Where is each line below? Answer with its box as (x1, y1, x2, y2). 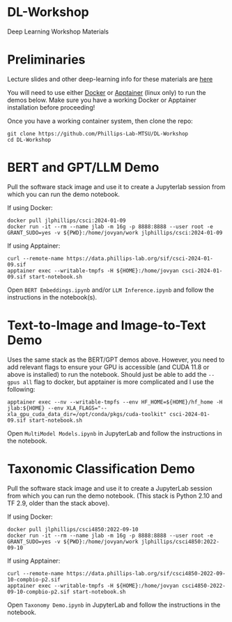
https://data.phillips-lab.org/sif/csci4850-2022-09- (66, 570, 226, 577)
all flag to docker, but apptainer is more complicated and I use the (22, 378, 215, 386)
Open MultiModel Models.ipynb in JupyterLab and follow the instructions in (7, 429, 222, 437)
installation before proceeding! (7, 103, 95, 112)
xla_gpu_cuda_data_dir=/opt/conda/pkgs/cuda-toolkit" (7, 410, 167, 417)
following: (7, 385, 36, 393)
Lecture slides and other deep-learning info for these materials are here (7, 75, 213, 83)
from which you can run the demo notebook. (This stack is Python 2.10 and (7, 491, 223, 500)
